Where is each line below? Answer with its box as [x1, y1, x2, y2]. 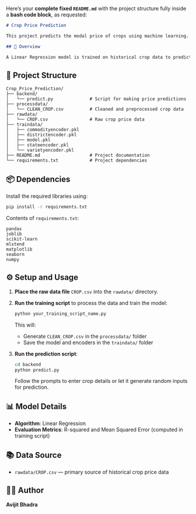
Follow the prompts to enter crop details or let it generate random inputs [14, 378, 188, 385]
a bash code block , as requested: [6, 11, 87, 18]
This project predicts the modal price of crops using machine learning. [6, 33, 190, 39]
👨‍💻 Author [6, 485, 44, 495]
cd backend [14, 361, 41, 368]
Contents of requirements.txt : [6, 215, 79, 221]
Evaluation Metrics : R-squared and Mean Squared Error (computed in [14, 426, 184, 433]
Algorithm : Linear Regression [14, 420, 86, 427]
